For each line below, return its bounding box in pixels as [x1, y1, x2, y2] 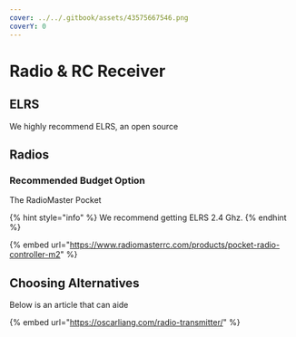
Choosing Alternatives [9, 275, 140, 291]
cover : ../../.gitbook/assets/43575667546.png [9, 13, 189, 23]
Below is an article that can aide [9, 300, 129, 310]
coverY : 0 [9, 22, 47, 31]
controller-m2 [9, 249, 61, 260]
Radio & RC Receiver [9, 61, 166, 82]
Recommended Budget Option [9, 174, 145, 187]
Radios [9, 147, 50, 162]
